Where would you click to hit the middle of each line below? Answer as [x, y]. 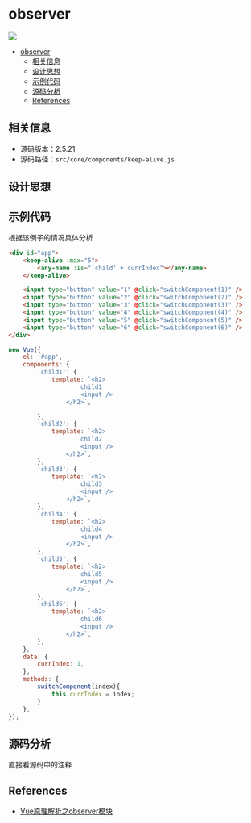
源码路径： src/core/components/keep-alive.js [97, 159]
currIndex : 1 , [61, 664]
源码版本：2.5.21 [47, 148]
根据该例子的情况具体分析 [51, 237]
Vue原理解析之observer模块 [66, 811]
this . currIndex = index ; [93, 694]
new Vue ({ [25, 349]
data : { [35, 657]
